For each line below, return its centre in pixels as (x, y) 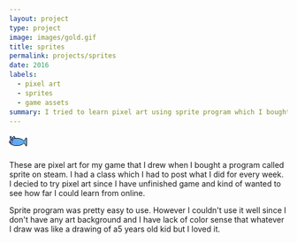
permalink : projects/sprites (63, 56)
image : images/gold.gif (53, 37)
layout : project (39, 19)
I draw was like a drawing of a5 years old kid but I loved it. (115, 229)
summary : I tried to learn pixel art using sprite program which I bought (150, 112)
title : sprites (37, 47)
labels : (23, 75)
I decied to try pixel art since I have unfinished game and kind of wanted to (145, 184)
